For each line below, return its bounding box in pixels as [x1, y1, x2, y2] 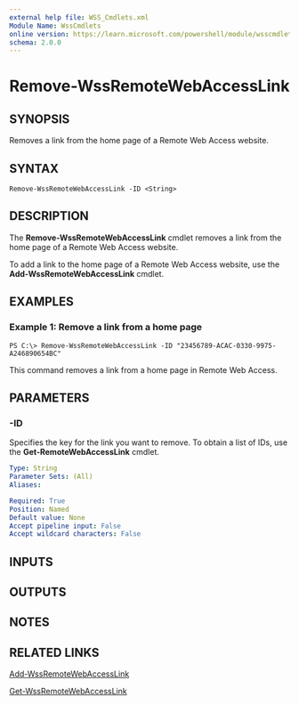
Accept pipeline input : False [9, 522, 122, 531]
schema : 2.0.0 [9, 37, 62, 47]
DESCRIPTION [9, 208, 89, 223]
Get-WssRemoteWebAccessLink [9, 686, 127, 697]
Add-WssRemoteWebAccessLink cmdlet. [9, 268, 165, 279]
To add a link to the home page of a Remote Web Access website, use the [9, 259, 280, 270]
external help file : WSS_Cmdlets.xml [9, 12, 149, 22]
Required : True [9, 496, 66, 506]
